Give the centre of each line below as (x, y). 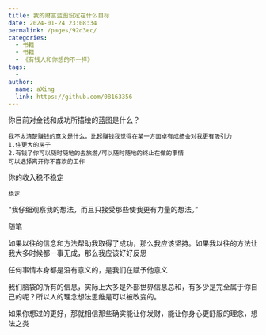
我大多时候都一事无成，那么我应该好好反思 (78, 253)
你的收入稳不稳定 (36, 177)
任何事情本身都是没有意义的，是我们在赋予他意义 (88, 270)
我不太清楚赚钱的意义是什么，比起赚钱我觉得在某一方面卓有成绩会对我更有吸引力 (120, 137)
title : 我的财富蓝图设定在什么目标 (59, 15)
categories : (28, 38)
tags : (17, 67)
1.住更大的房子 (30, 145)
